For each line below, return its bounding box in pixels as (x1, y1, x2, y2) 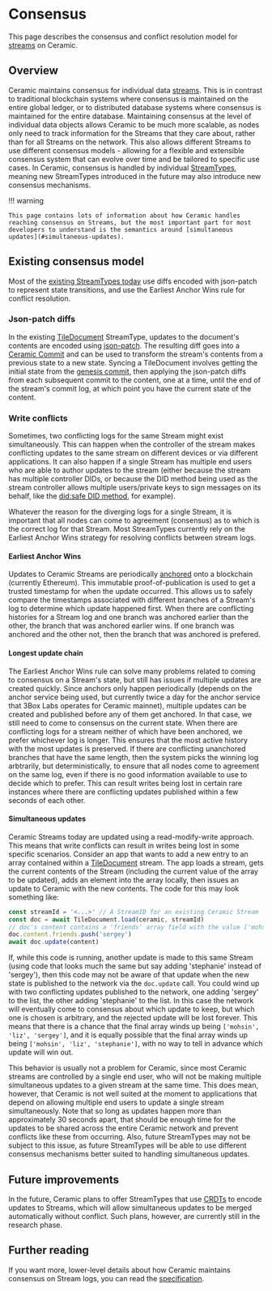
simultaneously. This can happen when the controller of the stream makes (8, 439, 256, 450)
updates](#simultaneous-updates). (8, 233, 125, 241)
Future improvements (8, 1173, 120, 1186)
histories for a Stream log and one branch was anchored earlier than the (8, 613, 249, 622)
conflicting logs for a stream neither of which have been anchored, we (8, 726, 243, 736)
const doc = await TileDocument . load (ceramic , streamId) (8, 915, 205, 924)
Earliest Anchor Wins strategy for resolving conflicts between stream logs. (8, 532, 257, 543)
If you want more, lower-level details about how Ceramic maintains (8, 1265, 231, 1275)
